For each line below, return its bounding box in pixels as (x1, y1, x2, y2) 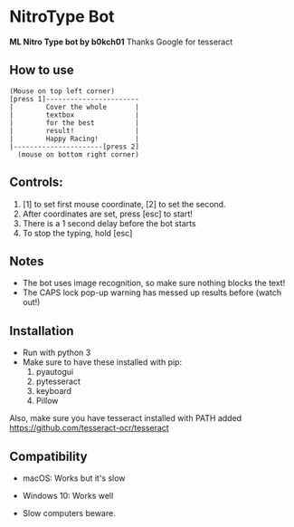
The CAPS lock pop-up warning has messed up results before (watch (22, 287, 282, 298)
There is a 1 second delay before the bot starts (22, 217, 196, 228)
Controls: (9, 175, 63, 190)
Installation (9, 323, 74, 339)
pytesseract (35, 376, 81, 387)
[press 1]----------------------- (9, 94, 140, 103)
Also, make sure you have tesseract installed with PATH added (9, 413, 242, 424)
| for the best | (9, 118, 140, 128)
